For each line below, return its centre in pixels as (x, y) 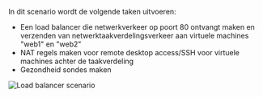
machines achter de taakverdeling (77, 61)
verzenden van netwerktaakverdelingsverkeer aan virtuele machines (134, 36)
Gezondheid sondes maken (66, 70)
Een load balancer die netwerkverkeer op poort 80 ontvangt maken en (137, 27)
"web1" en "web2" (51, 44)
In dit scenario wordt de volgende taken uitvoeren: (92, 12)
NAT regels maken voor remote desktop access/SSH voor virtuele (130, 53)
